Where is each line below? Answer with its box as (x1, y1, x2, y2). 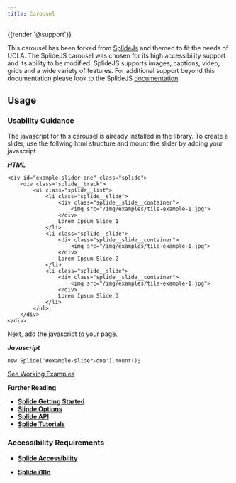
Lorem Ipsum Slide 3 (57, 293, 119, 300)
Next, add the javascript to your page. (7, 330, 118, 338)
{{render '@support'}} (7, 30, 72, 38)
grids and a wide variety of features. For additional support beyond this (7, 66, 215, 75)
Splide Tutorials (17, 420, 65, 428)
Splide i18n (17, 467, 51, 476)
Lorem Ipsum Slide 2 (57, 255, 119, 263)
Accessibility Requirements (7, 438, 105, 447)
